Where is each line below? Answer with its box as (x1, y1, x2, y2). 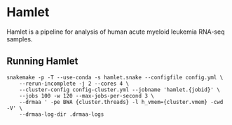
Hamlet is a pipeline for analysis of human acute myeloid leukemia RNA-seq (6, 27, 225, 36)
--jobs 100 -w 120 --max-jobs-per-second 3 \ (19, 92, 155, 99)
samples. (6, 34, 33, 43)
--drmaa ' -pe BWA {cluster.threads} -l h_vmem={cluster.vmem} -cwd (19, 98, 224, 105)
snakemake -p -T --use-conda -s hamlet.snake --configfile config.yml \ (6, 74, 224, 81)
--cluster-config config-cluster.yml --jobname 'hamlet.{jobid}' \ (19, 86, 220, 93)
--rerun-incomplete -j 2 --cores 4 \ (19, 80, 130, 87)
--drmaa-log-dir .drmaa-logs (19, 110, 104, 118)
